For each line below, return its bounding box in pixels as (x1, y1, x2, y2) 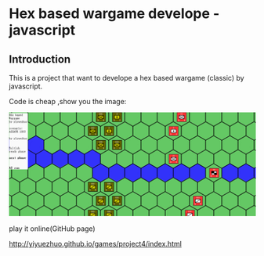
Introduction (9, 52, 71, 66)
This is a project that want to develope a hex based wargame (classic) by (9, 74, 245, 82)
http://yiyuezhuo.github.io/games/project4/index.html (9, 240, 183, 249)
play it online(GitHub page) (9, 224, 96, 233)
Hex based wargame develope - (9, 5, 220, 23)
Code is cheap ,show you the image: (9, 97, 127, 106)
